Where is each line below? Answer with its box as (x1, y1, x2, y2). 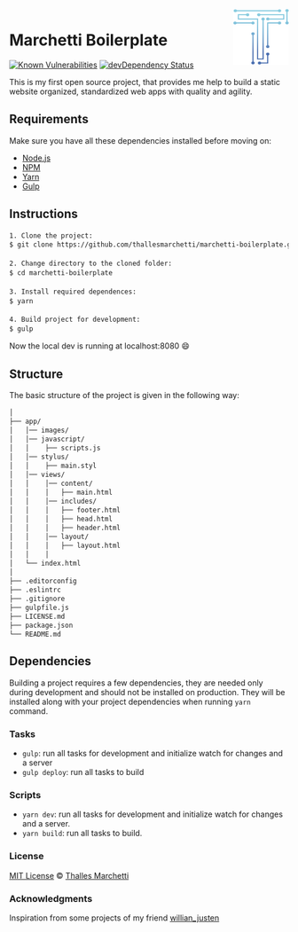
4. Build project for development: (9, 315, 141, 325)
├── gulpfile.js (9, 603, 69, 612)
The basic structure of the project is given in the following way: (9, 390, 239, 400)
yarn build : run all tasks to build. (21, 828, 143, 839)
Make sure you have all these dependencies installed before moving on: (9, 135, 272, 145)
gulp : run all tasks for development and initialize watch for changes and (21, 748, 284, 759)
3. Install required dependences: (9, 287, 137, 296)
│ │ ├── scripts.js (9, 443, 101, 452)
